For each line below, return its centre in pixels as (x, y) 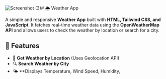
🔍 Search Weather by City (41, 63)
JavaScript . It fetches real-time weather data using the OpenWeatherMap (82, 25)
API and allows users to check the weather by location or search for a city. (82, 30)
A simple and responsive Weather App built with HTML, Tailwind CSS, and (83, 19)
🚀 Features (22, 46)
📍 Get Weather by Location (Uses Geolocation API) (66, 58)
